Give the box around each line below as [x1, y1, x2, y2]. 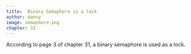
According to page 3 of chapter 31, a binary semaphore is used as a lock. [6, 41, 186, 48]
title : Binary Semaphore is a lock [6, 8, 97, 15]
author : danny [6, 14, 42, 20]
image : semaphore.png [6, 19, 60, 25]
